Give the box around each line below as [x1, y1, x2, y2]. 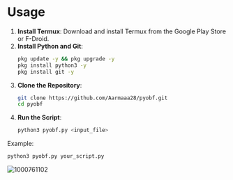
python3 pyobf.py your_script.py [7, 153, 105, 160]
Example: [7, 140, 34, 148]
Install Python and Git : [17, 42, 84, 50]
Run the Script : [17, 113, 62, 122]
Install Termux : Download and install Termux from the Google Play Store [17, 27, 227, 35]
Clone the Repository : [17, 81, 82, 89]
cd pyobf [17, 101, 43, 108]
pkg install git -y [17, 68, 75, 75]
